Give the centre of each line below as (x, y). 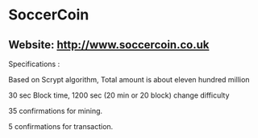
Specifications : (34, 64)
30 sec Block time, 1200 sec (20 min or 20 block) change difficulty (119, 95)
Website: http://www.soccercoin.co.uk (109, 45)
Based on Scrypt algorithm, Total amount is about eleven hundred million (129, 79)
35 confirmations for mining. (56, 111)
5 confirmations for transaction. (61, 126)
